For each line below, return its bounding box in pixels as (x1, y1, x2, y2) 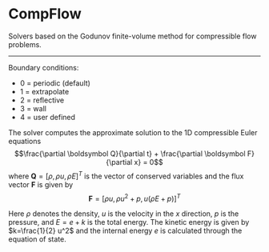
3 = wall (19, 103, 46, 113)
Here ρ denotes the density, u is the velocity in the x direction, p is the (8, 209, 239, 218)
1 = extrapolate (19, 86, 70, 96)
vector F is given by (8, 179, 74, 189)
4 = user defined (19, 112, 76, 122)
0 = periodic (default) (19, 78, 90, 88)
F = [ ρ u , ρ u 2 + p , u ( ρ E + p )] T (88, 192, 181, 203)
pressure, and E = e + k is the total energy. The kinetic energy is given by (8, 218, 250, 227)
